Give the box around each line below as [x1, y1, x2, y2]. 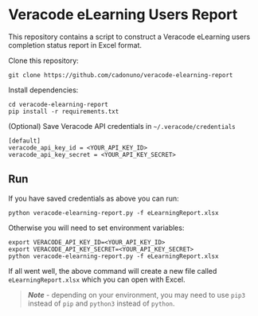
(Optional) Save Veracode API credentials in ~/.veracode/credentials [8, 121, 236, 131]
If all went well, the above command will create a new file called [8, 266, 217, 275]
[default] [8, 137, 41, 145]
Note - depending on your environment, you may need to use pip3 [27, 290, 245, 299]
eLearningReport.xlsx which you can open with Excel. [8, 275, 186, 284]
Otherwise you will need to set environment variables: [8, 223, 185, 232]
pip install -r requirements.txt [8, 107, 119, 115]
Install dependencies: [8, 85, 79, 95]
